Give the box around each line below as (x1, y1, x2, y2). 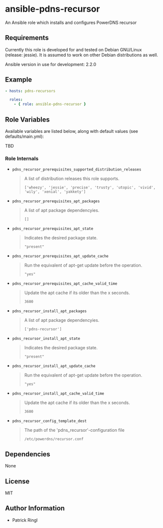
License (5, 477, 30, 486)
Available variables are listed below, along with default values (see (5, 128, 138, 134)
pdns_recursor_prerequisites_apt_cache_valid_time (12, 281, 118, 286)
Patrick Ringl (12, 517, 38, 523)
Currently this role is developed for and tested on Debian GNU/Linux (5, 46, 142, 52)
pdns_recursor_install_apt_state (12, 336, 81, 341)
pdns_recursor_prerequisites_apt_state (12, 226, 94, 232)
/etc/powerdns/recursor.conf (24, 437, 84, 442)
